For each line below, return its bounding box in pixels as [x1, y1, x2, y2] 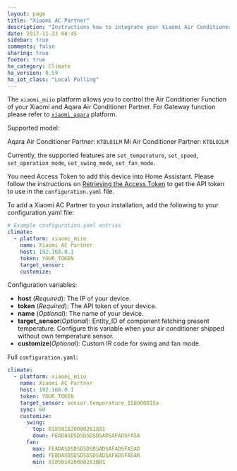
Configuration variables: [7, 281, 78, 289]
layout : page [7, 10, 46, 18]
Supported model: [7, 124, 60, 133]
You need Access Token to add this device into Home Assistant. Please [7, 172, 214, 181]
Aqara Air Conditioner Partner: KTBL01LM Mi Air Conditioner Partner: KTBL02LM [7, 137, 229, 146]
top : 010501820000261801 [32, 426, 106, 433]
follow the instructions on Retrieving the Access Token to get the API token [7, 180, 224, 188]
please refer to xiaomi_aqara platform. [7, 110, 118, 118]
